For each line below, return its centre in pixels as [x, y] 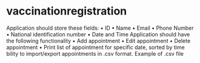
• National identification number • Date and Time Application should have [98, 34]
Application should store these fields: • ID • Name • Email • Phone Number [100, 28]
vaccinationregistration [67, 11]
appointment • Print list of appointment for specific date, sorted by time [95, 47]
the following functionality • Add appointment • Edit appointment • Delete [98, 41]
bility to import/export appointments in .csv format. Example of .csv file [95, 53]
